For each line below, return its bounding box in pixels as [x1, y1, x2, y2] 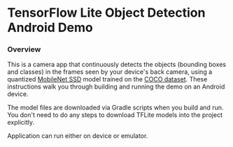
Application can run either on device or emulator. [7, 132, 148, 140]
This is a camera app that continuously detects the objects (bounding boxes [7, 61, 227, 69]
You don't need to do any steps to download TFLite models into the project [7, 111, 223, 119]
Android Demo [7, 20, 93, 36]
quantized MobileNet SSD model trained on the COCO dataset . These [7, 75, 208, 84]
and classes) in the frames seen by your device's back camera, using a [7, 68, 213, 76]
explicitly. [7, 118, 35, 127]
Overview [7, 45, 41, 54]
